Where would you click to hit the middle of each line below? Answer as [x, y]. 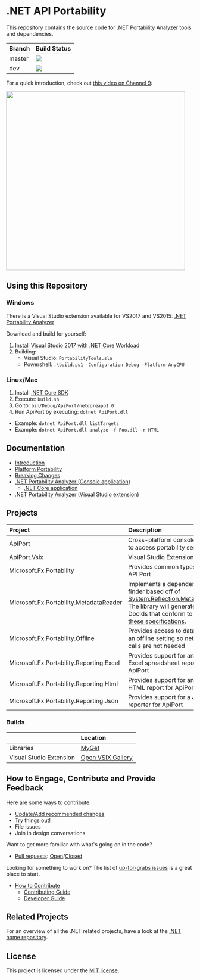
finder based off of [154, 591]
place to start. [23, 874]
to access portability [157, 547]
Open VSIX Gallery [107, 757]
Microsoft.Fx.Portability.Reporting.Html [63, 684]
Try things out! [33, 820]
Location [93, 737]
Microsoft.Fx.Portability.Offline [52, 638]
